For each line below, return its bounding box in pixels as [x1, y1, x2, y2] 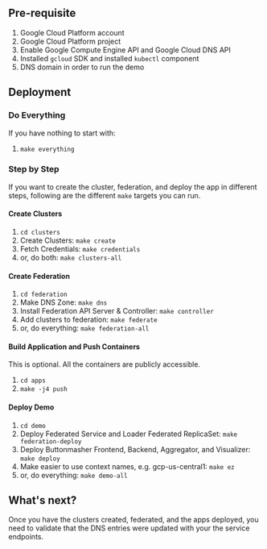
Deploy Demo [8, 402, 55, 412]
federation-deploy [19, 437, 82, 446]
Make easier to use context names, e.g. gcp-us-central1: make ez [19, 461, 235, 471]
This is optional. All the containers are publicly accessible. [8, 360, 201, 369]
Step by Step [8, 164, 60, 175]
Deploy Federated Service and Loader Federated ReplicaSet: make [19, 429, 238, 439]
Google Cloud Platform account [19, 27, 125, 37]
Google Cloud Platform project [19, 36, 121, 46]
